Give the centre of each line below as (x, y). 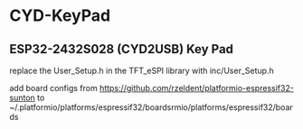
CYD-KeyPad (60, 16)
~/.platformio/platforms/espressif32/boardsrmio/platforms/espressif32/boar (151, 107)
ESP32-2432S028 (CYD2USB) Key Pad (121, 49)
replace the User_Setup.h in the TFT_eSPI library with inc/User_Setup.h (142, 70)
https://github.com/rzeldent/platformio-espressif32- (196, 88)
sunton (23, 97)
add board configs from (53, 88)
